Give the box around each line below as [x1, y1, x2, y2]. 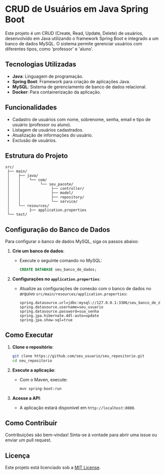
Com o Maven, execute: [19, 376, 68, 382]
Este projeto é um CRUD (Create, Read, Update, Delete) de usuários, [5, 30, 143, 36]
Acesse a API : [12, 395, 41, 401]
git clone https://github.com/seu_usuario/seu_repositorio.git [12, 353, 145, 358]
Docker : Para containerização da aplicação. [12, 89, 102, 95]
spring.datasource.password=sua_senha [19, 309, 99, 314]
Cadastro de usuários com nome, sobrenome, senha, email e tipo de [12, 116, 151, 122]
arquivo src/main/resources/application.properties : [19, 291, 128, 297]
